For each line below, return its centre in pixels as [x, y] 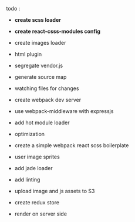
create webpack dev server [48, 100]
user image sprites [37, 157]
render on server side [41, 214]
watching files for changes [47, 88]
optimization [30, 134]
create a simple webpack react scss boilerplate [72, 145]
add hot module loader [42, 122]
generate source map [41, 77]
